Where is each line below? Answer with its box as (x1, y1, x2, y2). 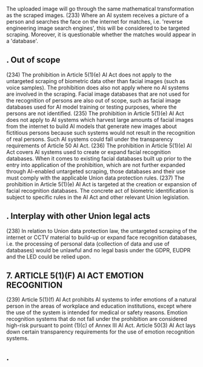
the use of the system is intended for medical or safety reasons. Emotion (6, 309, 188, 316)
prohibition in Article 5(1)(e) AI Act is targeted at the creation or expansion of (6, 180, 197, 187)
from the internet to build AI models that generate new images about (6, 123, 177, 130)
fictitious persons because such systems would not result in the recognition (6, 129, 196, 136)
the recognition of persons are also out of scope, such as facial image (6, 96, 181, 104)
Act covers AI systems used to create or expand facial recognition (6, 148, 171, 155)
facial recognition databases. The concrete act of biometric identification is (6, 187, 194, 194)
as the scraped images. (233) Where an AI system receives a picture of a (6, 12, 189, 19)
